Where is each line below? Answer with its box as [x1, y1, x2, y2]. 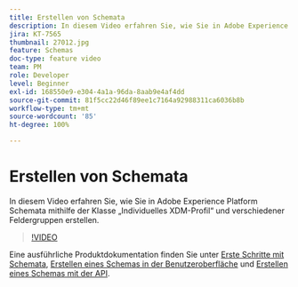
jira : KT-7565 [9, 29, 62, 38]
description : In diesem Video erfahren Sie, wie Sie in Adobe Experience [9, 21, 289, 30]
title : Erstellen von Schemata [9, 12, 125, 22]
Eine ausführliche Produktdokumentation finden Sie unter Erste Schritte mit [9, 249, 285, 259]
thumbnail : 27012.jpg [9, 37, 90, 47]
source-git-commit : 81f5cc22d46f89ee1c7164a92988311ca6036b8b [9, 95, 245, 105]
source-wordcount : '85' [9, 112, 98, 121]
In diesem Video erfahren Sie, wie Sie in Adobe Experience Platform [9, 195, 258, 206]
